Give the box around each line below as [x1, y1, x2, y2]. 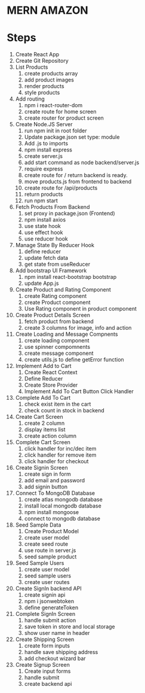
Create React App [15, 51, 60, 58]
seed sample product [24, 553, 77, 560]
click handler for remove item [24, 451, 97, 458]
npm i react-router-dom [24, 102, 83, 109]
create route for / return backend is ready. [24, 172, 128, 179]
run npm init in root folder [24, 127, 87, 135]
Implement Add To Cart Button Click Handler [24, 388, 134, 395]
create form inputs [24, 642, 70, 649]
